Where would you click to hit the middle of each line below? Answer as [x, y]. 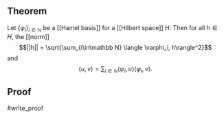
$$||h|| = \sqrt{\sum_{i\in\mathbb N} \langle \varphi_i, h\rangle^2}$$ [115, 47]
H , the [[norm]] [29, 36]
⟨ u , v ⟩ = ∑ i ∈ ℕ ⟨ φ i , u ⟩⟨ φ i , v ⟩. [115, 69]
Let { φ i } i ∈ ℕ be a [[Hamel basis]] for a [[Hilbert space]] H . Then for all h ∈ [112, 28]
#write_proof [25, 108]
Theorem [27, 11]
